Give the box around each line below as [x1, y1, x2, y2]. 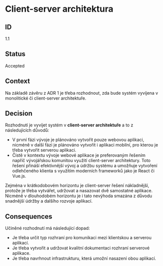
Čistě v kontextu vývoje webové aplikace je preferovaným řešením [12, 152, 145, 158]
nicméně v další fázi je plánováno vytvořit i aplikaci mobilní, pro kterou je [12, 142, 159, 148]
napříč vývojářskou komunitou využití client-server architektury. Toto [12, 158, 151, 164]
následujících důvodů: [5, 127, 50, 133]
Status [5, 50, 26, 58]
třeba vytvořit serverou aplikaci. [12, 147, 77, 153]
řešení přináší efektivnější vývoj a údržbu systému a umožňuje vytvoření [12, 163, 158, 169]
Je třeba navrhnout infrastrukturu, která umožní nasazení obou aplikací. [12, 255, 156, 262]
